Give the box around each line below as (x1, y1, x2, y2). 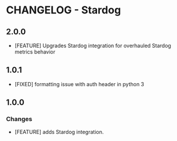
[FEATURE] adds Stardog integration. (14, 128, 104, 135)
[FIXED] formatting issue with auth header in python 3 (14, 80, 144, 87)
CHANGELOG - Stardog (6, 3, 122, 17)
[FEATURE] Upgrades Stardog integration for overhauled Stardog (14, 42, 171, 49)
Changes (6, 115, 33, 123)
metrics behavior (14, 48, 55, 55)
